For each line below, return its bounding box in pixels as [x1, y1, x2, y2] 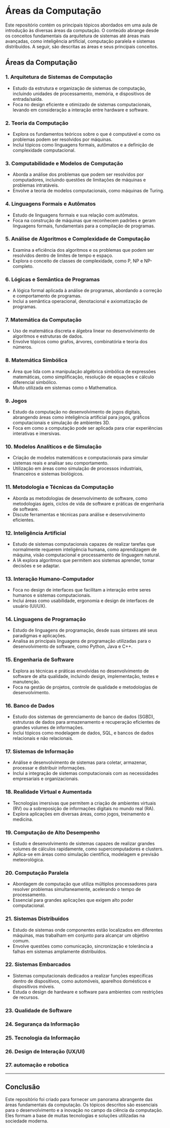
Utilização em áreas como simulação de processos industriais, [12, 465, 143, 471]
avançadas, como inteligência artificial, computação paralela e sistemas [5, 38, 155, 44]
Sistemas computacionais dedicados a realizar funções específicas [12, 972, 153, 978]
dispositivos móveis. [12, 983, 56, 989]
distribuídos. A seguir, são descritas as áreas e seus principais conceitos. [5, 43, 158, 49]
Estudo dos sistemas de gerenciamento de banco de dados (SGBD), [12, 714, 155, 720]
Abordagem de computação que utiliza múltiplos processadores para [12, 881, 157, 887]
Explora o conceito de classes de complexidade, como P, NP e [12, 257, 143, 264]
